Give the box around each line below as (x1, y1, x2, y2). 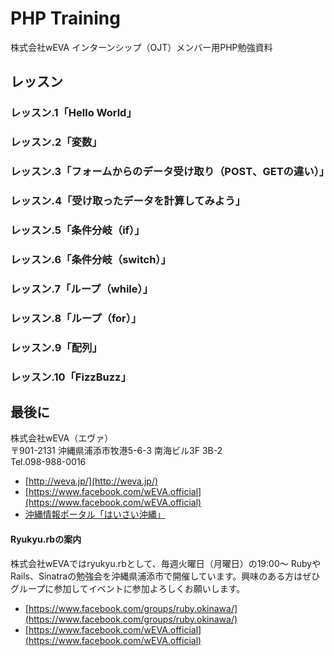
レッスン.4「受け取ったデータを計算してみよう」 (10, 194, 246, 208)
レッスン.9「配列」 (10, 340, 103, 354)
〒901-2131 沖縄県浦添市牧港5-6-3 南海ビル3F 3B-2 (10, 445, 223, 457)
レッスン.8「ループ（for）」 (10, 311, 142, 325)
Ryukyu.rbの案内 (10, 533, 82, 545)
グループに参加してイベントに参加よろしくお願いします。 (10, 582, 246, 594)
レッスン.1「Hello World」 (10, 106, 137, 120)
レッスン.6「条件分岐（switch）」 (10, 252, 172, 266)
